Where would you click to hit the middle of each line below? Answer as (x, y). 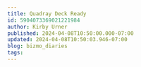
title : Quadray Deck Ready (47, 14)
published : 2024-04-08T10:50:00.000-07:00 (70, 33)
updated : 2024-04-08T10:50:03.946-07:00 (68, 40)
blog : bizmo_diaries (38, 46)
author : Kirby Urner (38, 27)
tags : (15, 53)
